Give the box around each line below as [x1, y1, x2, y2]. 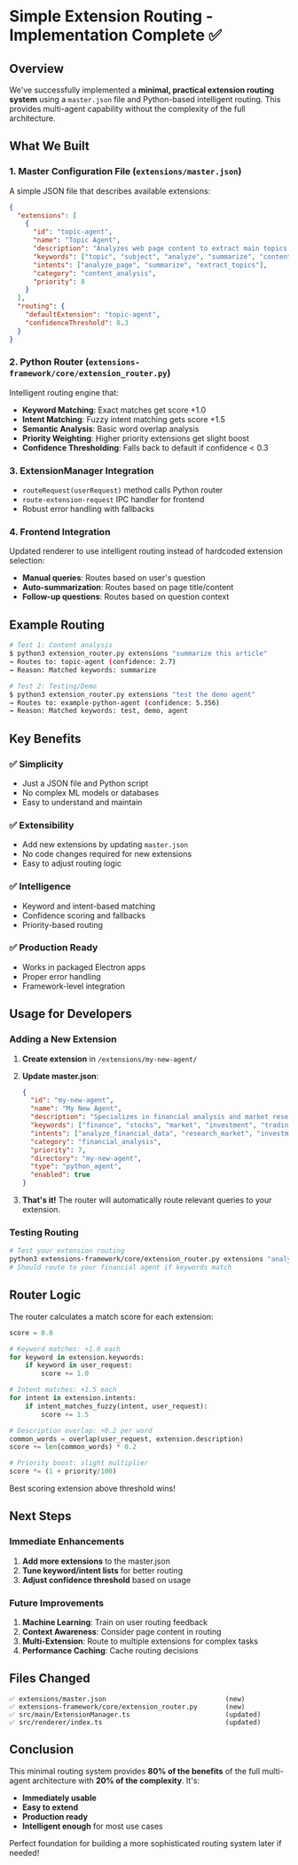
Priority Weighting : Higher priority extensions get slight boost [21, 433, 250, 444]
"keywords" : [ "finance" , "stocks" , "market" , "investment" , [30, 1121, 257, 1130]
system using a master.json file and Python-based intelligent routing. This [9, 94, 281, 104]
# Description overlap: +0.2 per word [9, 1426, 153, 1435]
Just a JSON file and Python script [21, 778, 149, 788]
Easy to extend [21, 1802, 79, 1813]
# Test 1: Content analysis [9, 641, 114, 650]
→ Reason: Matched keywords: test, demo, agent [9, 707, 189, 716]
